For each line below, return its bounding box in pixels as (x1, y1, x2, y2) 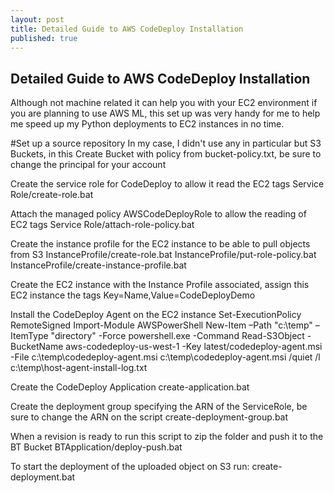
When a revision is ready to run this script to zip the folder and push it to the (10, 431, 324, 443)
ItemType (10, 330, 49, 342)
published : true (10, 33, 78, 43)
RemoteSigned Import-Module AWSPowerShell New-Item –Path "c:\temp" (10, 319, 313, 331)
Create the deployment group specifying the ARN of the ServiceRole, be (10, 401, 308, 413)
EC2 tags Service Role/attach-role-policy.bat (10, 219, 195, 231)
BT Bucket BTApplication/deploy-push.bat (10, 441, 183, 453)
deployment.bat (10, 471, 76, 483)
